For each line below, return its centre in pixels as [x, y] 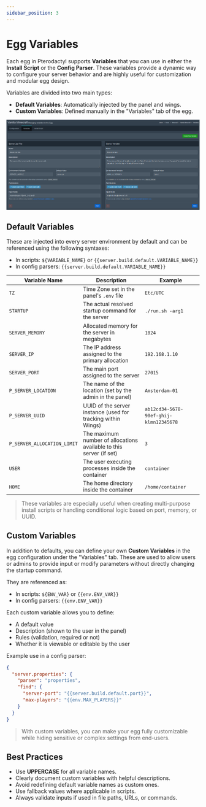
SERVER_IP [21, 354]
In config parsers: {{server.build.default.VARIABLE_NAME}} [90, 266]
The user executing [107, 462]
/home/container [166, 487]
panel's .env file [103, 296]
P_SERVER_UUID [27, 416]
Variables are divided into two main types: [59, 93]
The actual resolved [108, 304]
